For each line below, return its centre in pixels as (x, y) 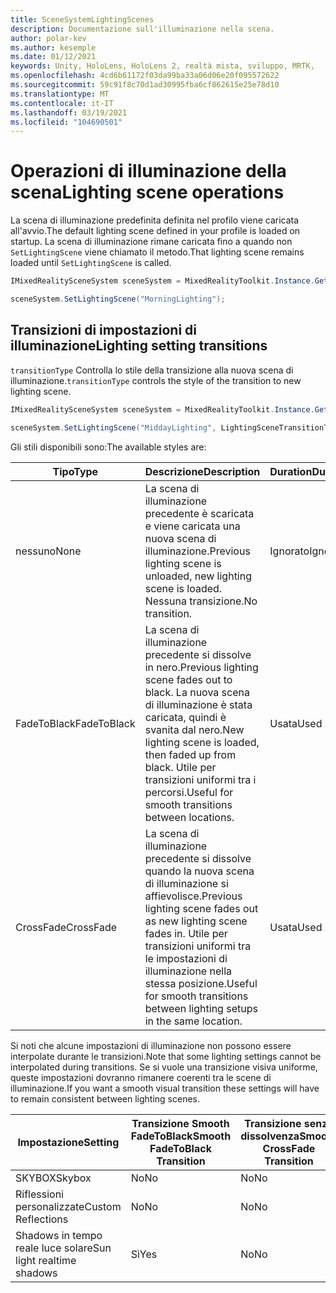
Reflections (42, 1219)
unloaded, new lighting (198, 576)
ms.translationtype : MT (60, 94)
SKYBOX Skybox (53, 1178)
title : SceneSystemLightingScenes (82, 19)
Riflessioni (39, 1194)
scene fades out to (188, 679)
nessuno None (48, 551)
